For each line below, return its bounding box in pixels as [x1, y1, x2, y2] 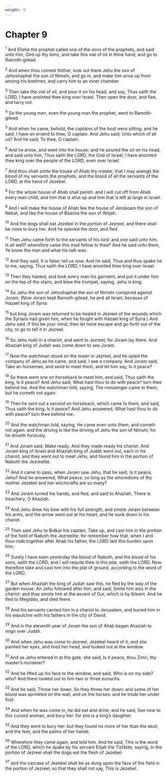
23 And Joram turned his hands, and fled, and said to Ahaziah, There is [5, 490, 151, 496]
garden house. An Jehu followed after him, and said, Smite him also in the [5, 586, 157, 592]
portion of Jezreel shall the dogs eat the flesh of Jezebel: [5, 749, 123, 755]
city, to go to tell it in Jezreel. [5, 326, 65, 333]
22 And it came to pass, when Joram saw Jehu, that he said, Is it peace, [5, 468, 152, 475]
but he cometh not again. [5, 390, 57, 396]
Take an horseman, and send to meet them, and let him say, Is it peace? [5, 363, 153, 369]
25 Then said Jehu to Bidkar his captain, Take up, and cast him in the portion [5, 526, 162, 533]
